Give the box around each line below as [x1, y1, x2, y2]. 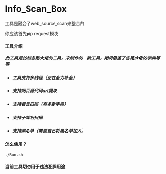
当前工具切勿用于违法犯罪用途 [5, 163, 65, 169]
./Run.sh [5, 152, 23, 157]
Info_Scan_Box [5, 3, 67, 15]
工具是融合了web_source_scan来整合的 [5, 20, 84, 26]
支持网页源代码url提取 [12, 87, 57, 94]
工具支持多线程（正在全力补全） [12, 75, 77, 81]
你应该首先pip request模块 [5, 30, 58, 36]
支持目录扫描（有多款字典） [12, 101, 69, 107]
